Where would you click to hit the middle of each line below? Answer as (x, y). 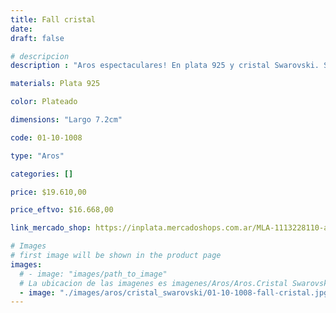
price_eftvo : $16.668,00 (62, 210)
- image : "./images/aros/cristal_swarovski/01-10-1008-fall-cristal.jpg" (176, 292)
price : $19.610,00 (48, 192)
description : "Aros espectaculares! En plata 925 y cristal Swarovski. (165, 66)
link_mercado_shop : (51, 228)
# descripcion (40, 56)
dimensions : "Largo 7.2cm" (66, 120)
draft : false (37, 38)
